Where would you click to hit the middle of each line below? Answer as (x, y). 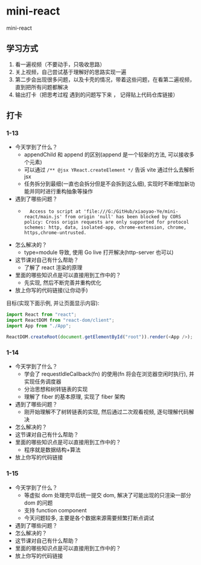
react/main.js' (43, 217)
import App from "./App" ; (39, 326)
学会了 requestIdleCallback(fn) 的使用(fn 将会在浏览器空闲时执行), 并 (109, 374)
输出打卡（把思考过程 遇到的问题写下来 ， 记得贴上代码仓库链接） (97, 95)
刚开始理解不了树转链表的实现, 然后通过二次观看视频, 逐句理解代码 (106, 412)
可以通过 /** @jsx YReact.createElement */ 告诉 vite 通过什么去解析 (109, 170)
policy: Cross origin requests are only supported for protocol (107, 222)
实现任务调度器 (43, 382)
